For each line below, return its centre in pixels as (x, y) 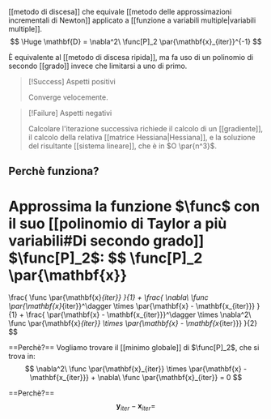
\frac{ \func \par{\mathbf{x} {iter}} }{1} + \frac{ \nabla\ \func (108, 297)
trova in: (22, 357)
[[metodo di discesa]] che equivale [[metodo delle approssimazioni (120, 12)
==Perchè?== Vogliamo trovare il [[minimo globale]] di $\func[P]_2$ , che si (134, 348)
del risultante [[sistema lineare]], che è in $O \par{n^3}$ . (122, 146)
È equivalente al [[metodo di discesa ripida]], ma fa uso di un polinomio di (131, 57)
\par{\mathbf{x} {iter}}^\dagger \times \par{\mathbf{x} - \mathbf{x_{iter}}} (132, 306)
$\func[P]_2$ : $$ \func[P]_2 (106, 258)
